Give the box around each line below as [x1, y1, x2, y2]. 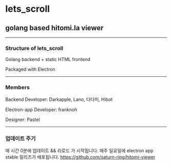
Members [5, 84, 30, 91]
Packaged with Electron [5, 66, 55, 72]
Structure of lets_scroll [5, 45, 63, 52]
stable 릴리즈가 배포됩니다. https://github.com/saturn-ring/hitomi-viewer [5, 154, 156, 160]
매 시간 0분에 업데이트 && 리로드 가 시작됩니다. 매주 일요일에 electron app [5, 147, 154, 154]
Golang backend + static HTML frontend [5, 56, 91, 63]
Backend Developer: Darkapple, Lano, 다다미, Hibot [5, 96, 113, 102]
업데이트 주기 [5, 135, 36, 142]
